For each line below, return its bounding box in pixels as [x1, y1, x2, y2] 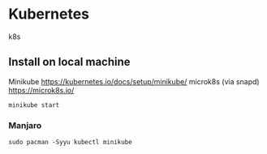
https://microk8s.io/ [8, 85, 75, 95]
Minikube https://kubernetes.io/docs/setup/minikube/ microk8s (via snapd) [8, 76, 260, 86]
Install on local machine [8, 55, 131, 69]
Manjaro [8, 119, 42, 130]
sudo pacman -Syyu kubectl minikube [8, 139, 132, 147]
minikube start [8, 101, 60, 109]
